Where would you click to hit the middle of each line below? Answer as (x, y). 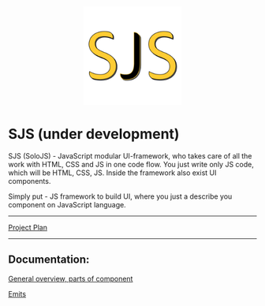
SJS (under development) (94, 134)
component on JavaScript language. (67, 204)
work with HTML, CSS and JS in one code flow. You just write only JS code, (131, 164)
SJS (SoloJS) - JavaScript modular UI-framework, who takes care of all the (130, 155)
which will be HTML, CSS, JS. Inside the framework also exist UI (112, 173)
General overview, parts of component (71, 278)
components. (30, 181)
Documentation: (49, 260)
